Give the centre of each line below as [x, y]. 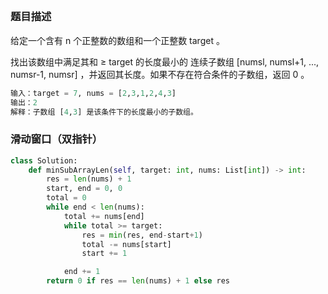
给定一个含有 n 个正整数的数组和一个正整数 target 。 [117, 40]
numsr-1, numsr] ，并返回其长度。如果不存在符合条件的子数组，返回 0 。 [160, 74]
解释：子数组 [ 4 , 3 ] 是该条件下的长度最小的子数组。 [104, 112]
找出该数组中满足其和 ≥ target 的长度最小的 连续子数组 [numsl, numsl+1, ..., [165, 61]
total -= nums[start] [126, 244]
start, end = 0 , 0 [84, 189]
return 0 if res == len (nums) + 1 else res [138, 281]
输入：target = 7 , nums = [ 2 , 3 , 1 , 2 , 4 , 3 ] [93, 93]
